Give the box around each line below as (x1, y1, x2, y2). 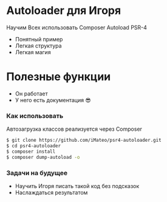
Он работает (15, 89, 49, 97)
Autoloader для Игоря (6, 4, 121, 18)
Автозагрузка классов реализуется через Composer (6, 125, 143, 133)
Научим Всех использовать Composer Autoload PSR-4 (6, 24, 148, 31)
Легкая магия (15, 48, 51, 55)
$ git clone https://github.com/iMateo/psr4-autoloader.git (6, 138, 162, 144)
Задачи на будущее (6, 169, 68, 177)
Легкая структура (15, 42, 62, 49)
